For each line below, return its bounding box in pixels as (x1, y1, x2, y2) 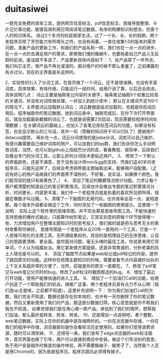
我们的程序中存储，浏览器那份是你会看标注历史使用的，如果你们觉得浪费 (5, 324, 150, 330)
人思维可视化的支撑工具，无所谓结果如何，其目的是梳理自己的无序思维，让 (5, 232, 155, 238)
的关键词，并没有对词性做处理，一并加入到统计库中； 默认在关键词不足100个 (5, 98, 159, 104)
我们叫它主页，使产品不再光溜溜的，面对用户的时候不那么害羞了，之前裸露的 (5, 63, 159, 69)
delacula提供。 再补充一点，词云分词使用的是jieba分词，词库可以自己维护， (5, 135, 157, 140)
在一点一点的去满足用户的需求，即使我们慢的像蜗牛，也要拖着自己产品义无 (5, 50, 155, 57)
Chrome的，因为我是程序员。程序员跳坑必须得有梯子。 (13, 348, 124, 354)
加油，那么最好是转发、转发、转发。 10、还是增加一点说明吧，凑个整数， (9, 312, 156, 317)
